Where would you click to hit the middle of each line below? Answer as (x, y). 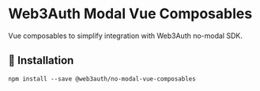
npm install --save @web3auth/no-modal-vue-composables (102, 79)
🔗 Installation (41, 61)
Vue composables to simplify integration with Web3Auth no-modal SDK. (125, 36)
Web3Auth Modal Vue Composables (130, 14)
